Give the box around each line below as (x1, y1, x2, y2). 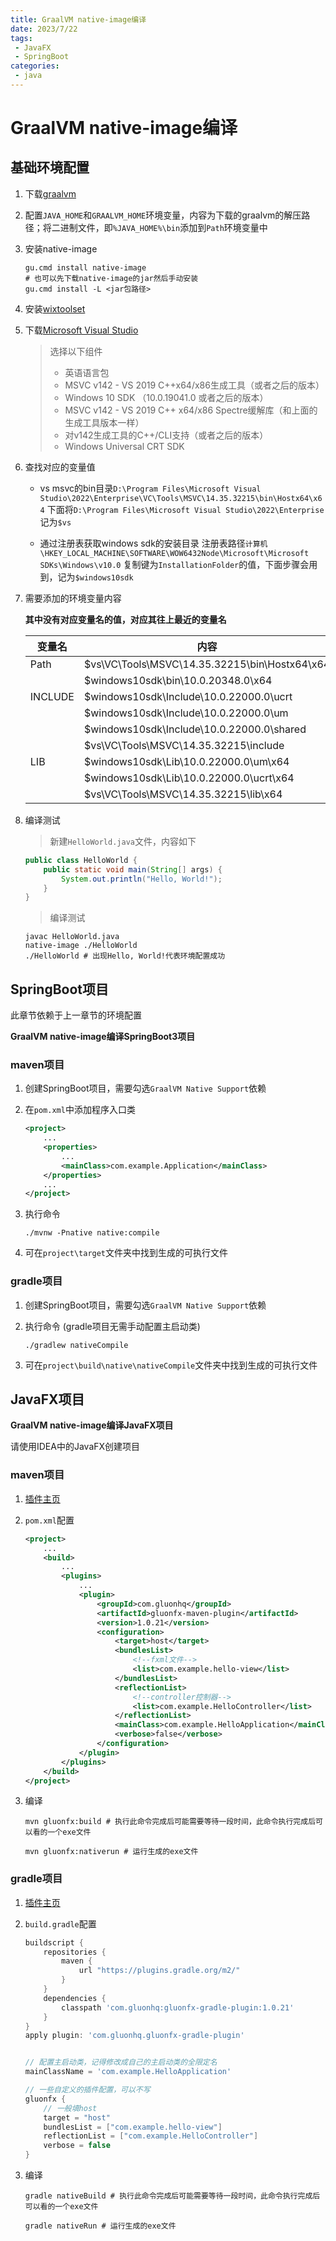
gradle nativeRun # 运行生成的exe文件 (24, 2221, 177, 2231)
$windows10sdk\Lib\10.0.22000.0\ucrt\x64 (83, 771, 295, 785)
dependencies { (43, 1993, 107, 2003)
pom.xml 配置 (24, 1514, 75, 1526)
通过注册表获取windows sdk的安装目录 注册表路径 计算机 (39, 537, 268, 549)
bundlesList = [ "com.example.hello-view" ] (43, 2122, 223, 2132)
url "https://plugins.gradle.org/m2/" (78, 1966, 241, 1976)
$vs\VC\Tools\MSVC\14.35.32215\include (83, 738, 285, 752)
